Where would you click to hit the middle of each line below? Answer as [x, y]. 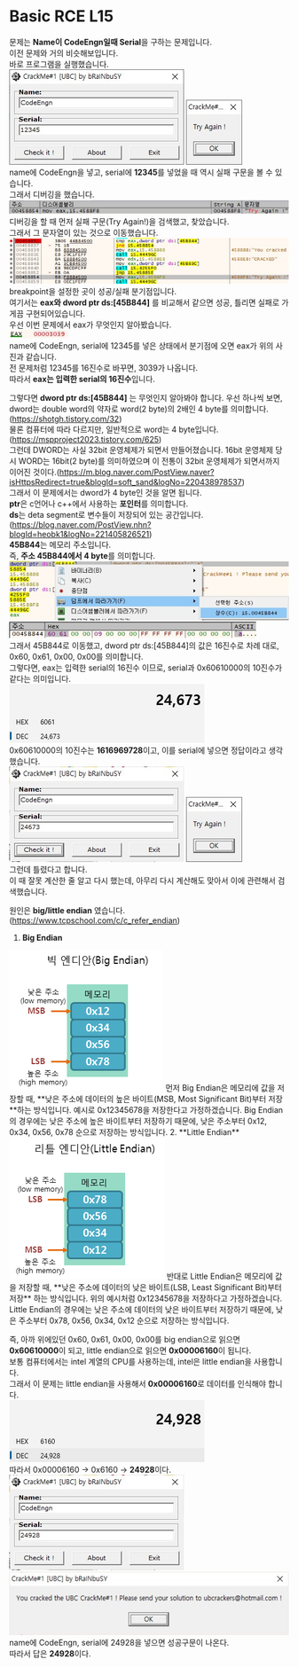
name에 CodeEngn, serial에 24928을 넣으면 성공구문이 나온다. [119, 1643]
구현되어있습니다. [55, 314]
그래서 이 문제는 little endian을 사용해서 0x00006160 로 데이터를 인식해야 [137, 1383]
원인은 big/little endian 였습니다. [67, 910]
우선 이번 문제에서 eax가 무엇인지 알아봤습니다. [90, 325]
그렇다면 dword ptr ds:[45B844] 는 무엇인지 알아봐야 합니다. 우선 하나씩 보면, [146, 398]
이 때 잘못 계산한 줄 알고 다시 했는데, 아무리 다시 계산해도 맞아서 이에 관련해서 [143, 880]
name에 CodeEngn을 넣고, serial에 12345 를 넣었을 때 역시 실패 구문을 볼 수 [141, 172]
